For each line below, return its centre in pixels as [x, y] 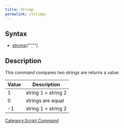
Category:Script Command [32, 121]
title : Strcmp [19, 9]
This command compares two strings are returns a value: [62, 73]
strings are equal [45, 101]
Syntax [16, 34]
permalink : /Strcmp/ [26, 14]
